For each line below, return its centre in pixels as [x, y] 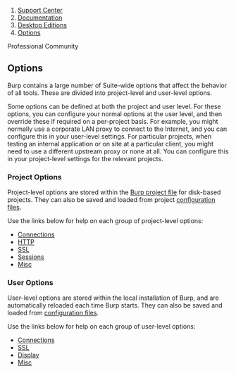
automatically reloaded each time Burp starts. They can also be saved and [115, 305]
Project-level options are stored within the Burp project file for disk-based [114, 192]
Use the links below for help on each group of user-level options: [101, 327]
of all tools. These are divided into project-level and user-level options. [110, 93]
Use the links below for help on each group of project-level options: [105, 221]
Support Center [40, 10]
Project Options [35, 177]
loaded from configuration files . [53, 313]
